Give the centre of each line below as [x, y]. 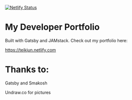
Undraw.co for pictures [28, 92]
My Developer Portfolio [52, 27]
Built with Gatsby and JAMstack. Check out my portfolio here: [66, 40]
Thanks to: [27, 70]
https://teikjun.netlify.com [31, 50]
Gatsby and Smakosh [26, 83]
